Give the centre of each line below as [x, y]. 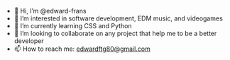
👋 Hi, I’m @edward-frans [50, 11]
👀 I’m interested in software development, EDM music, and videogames [119, 18]
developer [29, 41]
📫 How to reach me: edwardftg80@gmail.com [82, 49]
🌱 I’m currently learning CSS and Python [73, 26]
